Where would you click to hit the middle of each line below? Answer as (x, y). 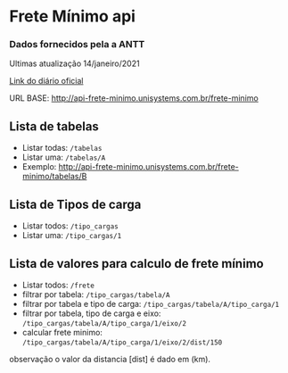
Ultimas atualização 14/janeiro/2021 (74, 63)
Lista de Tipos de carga (75, 204)
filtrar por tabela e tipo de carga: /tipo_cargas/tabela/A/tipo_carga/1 (150, 303)
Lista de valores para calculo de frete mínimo (137, 264)
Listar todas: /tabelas (62, 148)
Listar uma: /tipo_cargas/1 (72, 236)
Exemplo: (39, 167)
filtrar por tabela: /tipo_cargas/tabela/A (96, 294)
